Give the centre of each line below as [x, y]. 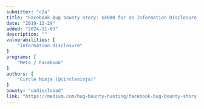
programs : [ [21, 57]
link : [13, 96]
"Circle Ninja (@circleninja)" [57, 79]
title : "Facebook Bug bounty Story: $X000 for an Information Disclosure [102, 18]
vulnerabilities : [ [31, 40]
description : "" [27, 35]
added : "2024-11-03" [32, 29]
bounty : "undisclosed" [35, 91]
